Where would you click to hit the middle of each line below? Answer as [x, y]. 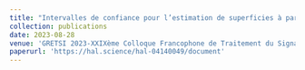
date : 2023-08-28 [42, 35]
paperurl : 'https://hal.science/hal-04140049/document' [117, 52]
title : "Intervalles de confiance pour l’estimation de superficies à [146, 18]
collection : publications [58, 26]
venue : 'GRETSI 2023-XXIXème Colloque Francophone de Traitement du [142, 43]
